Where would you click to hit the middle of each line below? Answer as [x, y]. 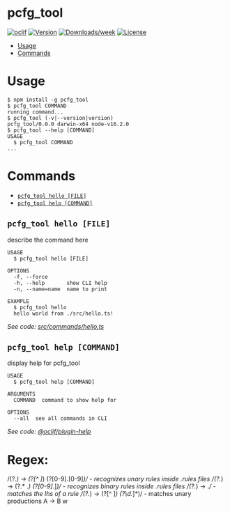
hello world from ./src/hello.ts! [63, 313]
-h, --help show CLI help [61, 283]
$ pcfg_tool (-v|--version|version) [60, 118]
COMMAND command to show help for [65, 401]
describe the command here [48, 240]
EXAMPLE [18, 301]
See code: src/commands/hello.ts [56, 326]
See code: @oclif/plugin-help [49, 432]
